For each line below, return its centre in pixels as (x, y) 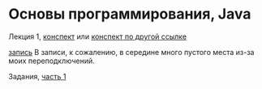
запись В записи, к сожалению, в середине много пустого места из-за (131, 52)
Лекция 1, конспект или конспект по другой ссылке (98, 36)
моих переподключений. (52, 61)
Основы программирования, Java (130, 14)
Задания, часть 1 (37, 76)
